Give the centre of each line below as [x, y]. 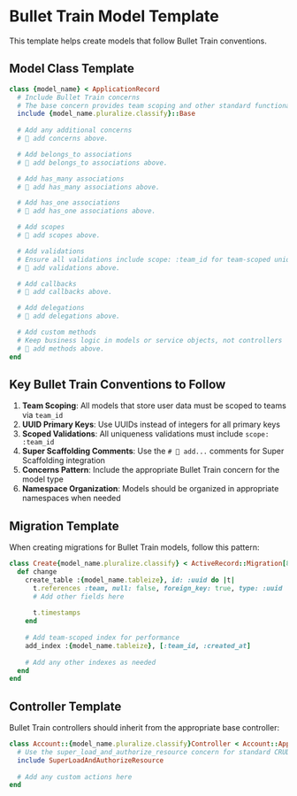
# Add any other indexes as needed [91, 662]
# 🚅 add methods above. [61, 348]
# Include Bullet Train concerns [79, 97]
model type [42, 479]
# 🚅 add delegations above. [69, 316]
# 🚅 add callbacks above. [65, 292]
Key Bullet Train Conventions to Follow [118, 384]
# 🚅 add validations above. [69, 267]
